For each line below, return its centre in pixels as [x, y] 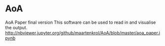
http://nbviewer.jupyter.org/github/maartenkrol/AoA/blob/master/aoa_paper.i [82, 33]
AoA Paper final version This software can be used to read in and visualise [81, 22]
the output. [16, 27]
